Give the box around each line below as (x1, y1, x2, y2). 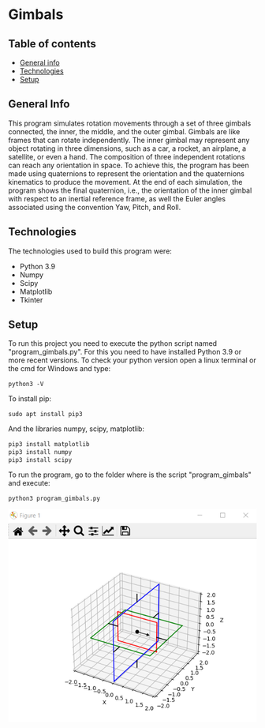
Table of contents (8, 37, 96, 51)
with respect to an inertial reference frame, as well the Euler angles (8, 193, 226, 203)
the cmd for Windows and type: (8, 364, 111, 373)
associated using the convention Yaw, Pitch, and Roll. (8, 202, 181, 212)
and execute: (8, 478, 50, 488)
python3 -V (8, 381, 44, 388)
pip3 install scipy (8, 456, 73, 464)
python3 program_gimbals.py (8, 495, 101, 503)
